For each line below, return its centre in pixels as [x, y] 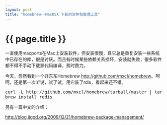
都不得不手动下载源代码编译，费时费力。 [46, 65]
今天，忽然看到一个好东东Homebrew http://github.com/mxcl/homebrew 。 [80, 76]
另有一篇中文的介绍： [27, 107]
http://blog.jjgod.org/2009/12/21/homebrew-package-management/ [75, 117]
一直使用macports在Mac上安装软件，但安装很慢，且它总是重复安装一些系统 [83, 53]
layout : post [19, 10]
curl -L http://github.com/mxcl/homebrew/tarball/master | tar [84, 92]
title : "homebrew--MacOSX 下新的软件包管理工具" [53, 14]
